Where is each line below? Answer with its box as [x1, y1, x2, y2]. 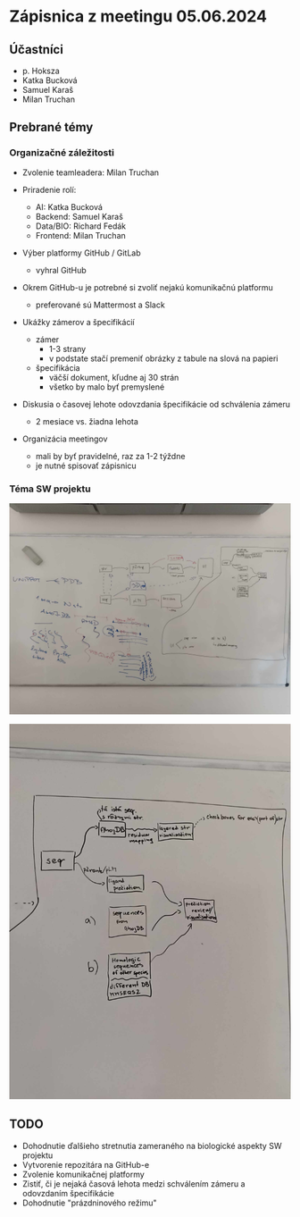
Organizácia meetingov [21, 433, 108, 444]
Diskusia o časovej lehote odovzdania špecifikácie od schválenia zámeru [21, 399, 291, 409]
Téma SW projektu [9, 483, 91, 495]
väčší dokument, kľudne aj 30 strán [48, 372, 179, 382]
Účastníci [9, 42, 64, 57]
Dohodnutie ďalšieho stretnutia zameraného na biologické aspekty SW [21, 1140, 282, 1151]
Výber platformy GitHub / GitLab [21, 248, 141, 258]
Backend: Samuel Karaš [35, 211, 123, 222]
